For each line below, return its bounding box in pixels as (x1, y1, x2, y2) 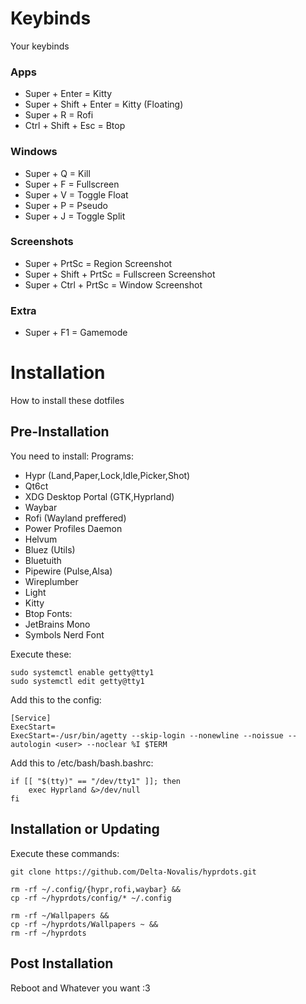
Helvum (24, 533, 58, 545)
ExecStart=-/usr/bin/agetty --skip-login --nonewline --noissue (10, 730, 284, 741)
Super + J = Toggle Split (24, 210, 126, 222)
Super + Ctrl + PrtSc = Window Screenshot (24, 278, 203, 291)
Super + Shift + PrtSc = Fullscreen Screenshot (24, 268, 216, 280)
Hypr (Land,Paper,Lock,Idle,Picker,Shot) (24, 469, 191, 481)
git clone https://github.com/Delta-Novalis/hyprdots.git (10, 867, 257, 877)
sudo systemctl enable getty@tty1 (10, 667, 155, 677)
